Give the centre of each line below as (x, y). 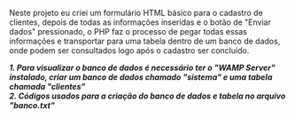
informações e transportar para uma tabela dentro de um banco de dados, (145, 41)
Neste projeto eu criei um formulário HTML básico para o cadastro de (136, 13)
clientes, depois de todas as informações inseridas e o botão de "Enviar (140, 22)
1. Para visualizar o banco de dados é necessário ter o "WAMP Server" (143, 67)
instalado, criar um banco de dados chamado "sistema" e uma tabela (141, 77)
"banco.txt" (32, 105)
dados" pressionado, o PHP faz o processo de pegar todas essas (128, 31)
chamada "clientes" (47, 87)
